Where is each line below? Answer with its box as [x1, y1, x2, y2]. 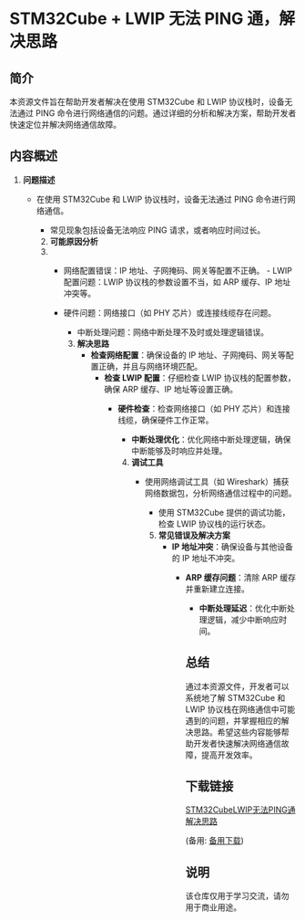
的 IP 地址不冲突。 [171, 552, 240, 563]
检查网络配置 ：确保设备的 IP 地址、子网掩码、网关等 [90, 349, 287, 361]
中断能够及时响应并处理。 [131, 445, 228, 456]
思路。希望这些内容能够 [193, 727, 282, 738]
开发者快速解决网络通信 [193, 738, 282, 748]
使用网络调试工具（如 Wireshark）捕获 [144, 476, 290, 487]
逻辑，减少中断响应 [207, 613, 280, 625]
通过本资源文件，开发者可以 [185, 681, 290, 692]
